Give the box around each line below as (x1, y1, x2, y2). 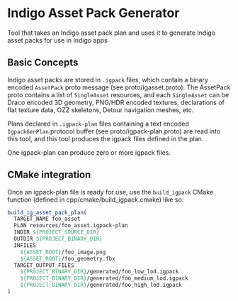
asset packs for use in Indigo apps (7, 35, 108, 44)
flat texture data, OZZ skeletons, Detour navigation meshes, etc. (7, 105, 194, 114)
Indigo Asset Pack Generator (7, 5, 180, 21)
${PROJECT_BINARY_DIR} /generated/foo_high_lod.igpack (20, 282, 182, 289)
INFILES (13, 241, 37, 249)
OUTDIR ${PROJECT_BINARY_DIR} (13, 236, 103, 243)
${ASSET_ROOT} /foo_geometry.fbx (20, 255, 115, 262)
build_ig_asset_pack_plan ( (7, 209, 87, 216)
